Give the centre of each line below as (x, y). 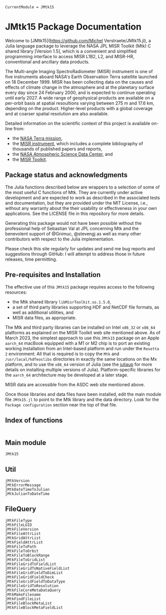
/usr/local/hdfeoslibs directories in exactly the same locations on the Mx (81, 359)
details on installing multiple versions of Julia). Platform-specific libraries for (83, 369)
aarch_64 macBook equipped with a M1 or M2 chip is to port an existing (78, 343)
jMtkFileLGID (19, 525)
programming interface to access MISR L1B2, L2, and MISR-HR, (70, 56)
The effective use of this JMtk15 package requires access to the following (80, 287)
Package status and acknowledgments (66, 175)
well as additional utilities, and (43, 312)
